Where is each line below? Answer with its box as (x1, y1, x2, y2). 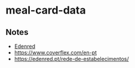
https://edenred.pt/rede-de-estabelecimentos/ (14, 56, 129, 62)
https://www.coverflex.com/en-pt (14, 49, 97, 56)
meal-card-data (5, 4, 86, 17)
